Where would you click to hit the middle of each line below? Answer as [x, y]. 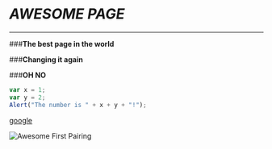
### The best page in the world [62, 43]
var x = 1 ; [27, 89]
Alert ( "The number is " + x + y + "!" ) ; [78, 105]
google [21, 120]
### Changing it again [46, 59]
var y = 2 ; [27, 97]
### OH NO [28, 75]
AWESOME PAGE [67, 14]
